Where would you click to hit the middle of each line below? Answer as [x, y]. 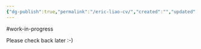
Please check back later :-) [40, 40]
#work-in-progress [30, 29]
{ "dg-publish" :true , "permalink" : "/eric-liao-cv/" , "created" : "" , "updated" [101, 12]
